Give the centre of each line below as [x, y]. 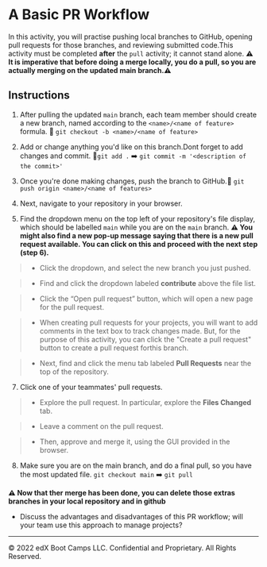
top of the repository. [74, 372]
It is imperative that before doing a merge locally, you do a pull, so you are [132, 62]
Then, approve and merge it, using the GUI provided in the [135, 442]
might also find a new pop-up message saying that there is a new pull [137, 235]
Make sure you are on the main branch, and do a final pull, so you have [135, 465]
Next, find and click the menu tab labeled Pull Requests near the [145, 363]
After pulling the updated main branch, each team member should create [138, 114]
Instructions [39, 96]
